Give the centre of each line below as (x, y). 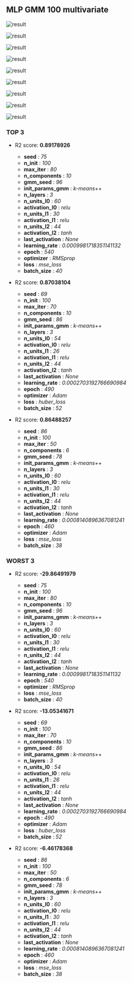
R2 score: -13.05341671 (44, 711)
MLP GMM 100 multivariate (57, 10)
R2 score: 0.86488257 (43, 420)
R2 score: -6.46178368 (44, 848)
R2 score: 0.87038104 (43, 282)
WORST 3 (20, 561)
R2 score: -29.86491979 (45, 574)
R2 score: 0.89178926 (42, 145)
